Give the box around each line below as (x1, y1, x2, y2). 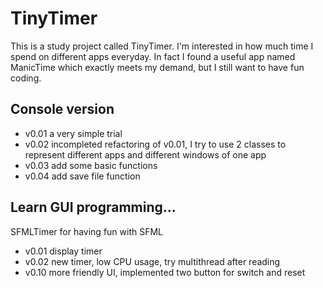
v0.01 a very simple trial (24, 127, 123, 139)
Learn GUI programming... (10, 199, 177, 216)
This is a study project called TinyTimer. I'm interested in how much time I (10, 40, 314, 52)
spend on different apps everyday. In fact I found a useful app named (10, 50, 296, 62)
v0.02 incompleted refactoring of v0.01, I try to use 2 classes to (24, 138, 287, 150)
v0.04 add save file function (24, 170, 141, 182)
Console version (10, 101, 115, 118)
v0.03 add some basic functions (24, 159, 158, 171)
